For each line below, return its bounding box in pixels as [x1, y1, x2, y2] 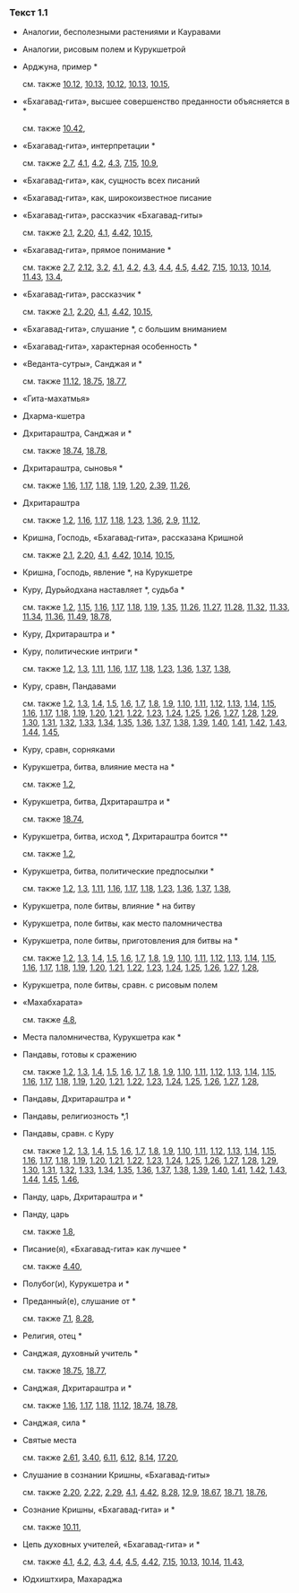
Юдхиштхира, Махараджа [21, 1574, 123, 1585]
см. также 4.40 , [21, 1261, 82, 1272]
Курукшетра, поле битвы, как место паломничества [21, 918, 223, 929]
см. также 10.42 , [21, 123, 86, 134]
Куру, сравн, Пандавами [21, 681, 116, 692]
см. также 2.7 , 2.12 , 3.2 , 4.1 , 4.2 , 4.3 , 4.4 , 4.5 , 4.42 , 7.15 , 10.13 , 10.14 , [21, 262, 272, 273]
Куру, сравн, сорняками [21, 744, 115, 755]
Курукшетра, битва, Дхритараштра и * [21, 796, 171, 807]
